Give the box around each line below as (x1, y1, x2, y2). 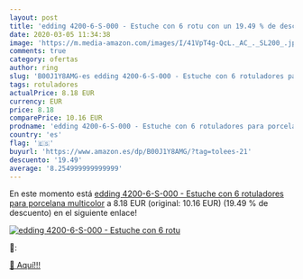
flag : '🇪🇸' (9, 139, 54, 148)
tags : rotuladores (9, 80, 78, 89)
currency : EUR (9, 96, 63, 106)
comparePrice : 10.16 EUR (9, 113, 103, 122)
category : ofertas (9, 55, 78, 64)
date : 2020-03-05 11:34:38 (9, 30, 111, 39)
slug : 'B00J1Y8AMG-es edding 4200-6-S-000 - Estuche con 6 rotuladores (9, 72, 284, 81)
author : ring (9, 64, 59, 73)
